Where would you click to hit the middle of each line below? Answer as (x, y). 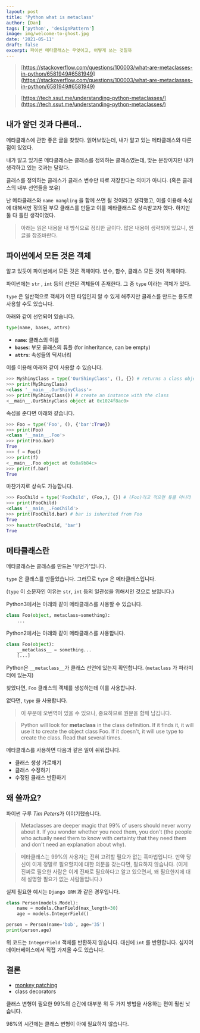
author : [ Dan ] (24, 23)
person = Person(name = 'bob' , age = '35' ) (56, 925)
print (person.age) (29, 930)
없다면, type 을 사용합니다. (37, 700)
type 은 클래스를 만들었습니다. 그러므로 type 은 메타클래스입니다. (81, 579)
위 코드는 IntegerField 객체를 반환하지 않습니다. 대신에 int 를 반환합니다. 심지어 (100, 942)
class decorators (35, 991)
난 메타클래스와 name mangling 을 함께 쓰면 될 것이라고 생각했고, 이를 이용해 (94, 200)
